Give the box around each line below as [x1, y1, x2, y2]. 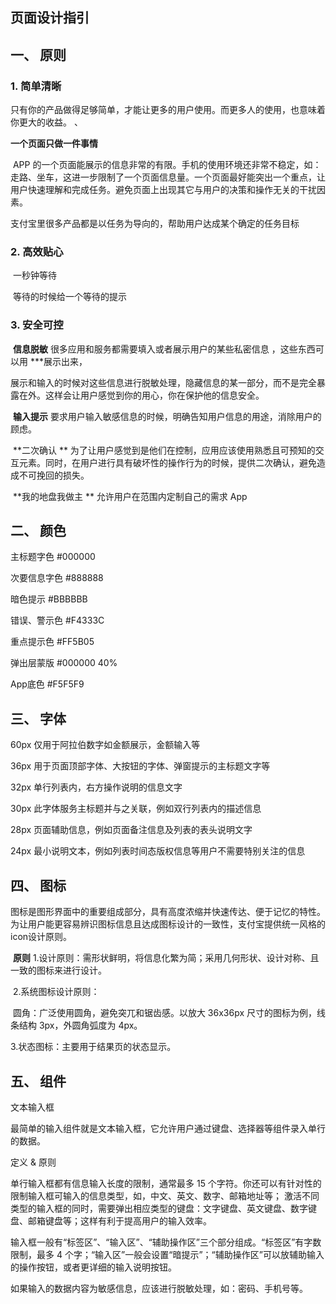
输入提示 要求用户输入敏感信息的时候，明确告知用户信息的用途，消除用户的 [12, 410, 322, 422]
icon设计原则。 [10, 931, 73, 943]
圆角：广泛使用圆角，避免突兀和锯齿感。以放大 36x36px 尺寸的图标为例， [12, 1007, 318, 1019]
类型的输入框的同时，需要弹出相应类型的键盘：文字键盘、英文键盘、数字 [10, 1202, 308, 1214]
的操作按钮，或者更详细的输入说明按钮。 [10, 1261, 177, 1273]
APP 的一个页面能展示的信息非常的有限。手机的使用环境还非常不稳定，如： [12, 159, 322, 171]
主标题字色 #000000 [10, 551, 96, 563]
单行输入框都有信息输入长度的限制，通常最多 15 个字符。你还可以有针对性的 [10, 1177, 322, 1189]
